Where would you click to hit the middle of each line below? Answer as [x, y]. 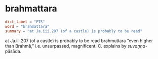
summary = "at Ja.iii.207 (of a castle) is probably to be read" [74, 31]
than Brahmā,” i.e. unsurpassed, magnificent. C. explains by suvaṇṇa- [76, 46]
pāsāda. [13, 51]
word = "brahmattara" [27, 26]
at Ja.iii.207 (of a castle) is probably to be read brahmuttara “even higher [79, 41]
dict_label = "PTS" [25, 22]
